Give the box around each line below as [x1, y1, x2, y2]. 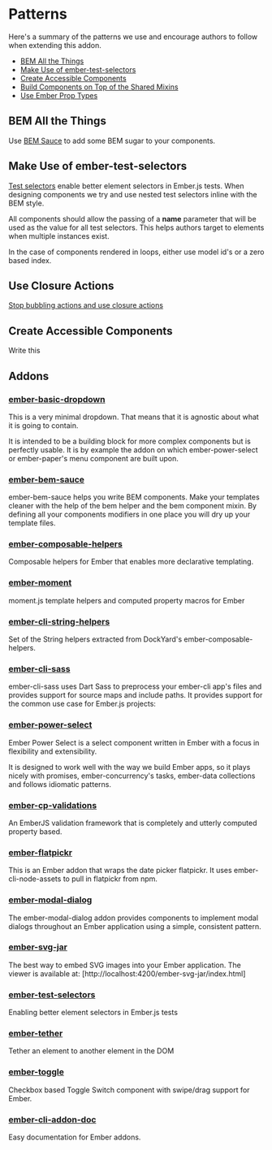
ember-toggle [8, 1066, 65, 1078]
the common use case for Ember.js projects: [8, 699, 157, 709]
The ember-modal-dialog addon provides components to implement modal [8, 913, 258, 923]
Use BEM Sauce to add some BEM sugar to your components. [8, 136, 216, 145]
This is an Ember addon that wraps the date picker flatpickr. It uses [8, 866, 233, 875]
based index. [8, 255, 52, 265]
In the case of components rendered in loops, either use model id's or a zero [8, 247, 265, 257]
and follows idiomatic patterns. [8, 779, 112, 789]
